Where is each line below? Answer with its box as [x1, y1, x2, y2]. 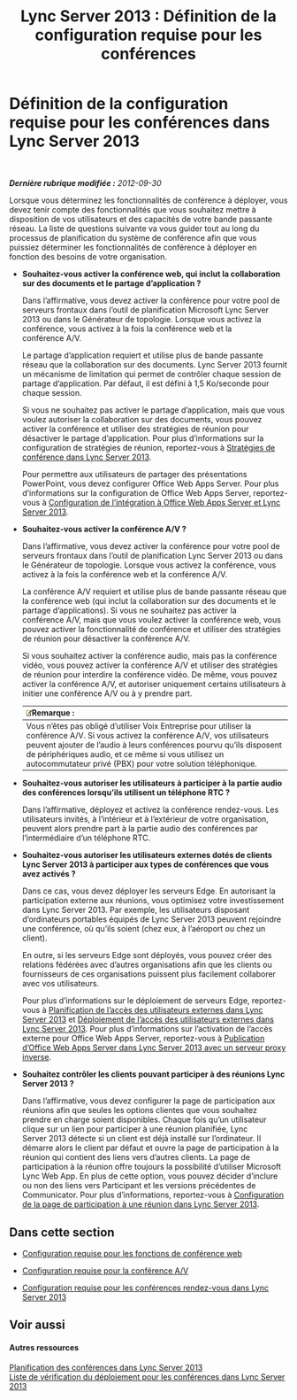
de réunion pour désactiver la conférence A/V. [21, 633, 191, 644]
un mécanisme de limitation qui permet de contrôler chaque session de [21, 368, 281, 379]
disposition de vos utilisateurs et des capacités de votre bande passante [9, 213, 273, 224]
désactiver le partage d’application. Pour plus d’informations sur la [21, 432, 264, 444]
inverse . [21, 1052, 51, 1063]
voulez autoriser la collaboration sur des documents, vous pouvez [21, 414, 263, 424]
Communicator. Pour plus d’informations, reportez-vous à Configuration [21, 1189, 285, 1201]
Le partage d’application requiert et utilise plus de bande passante [21, 350, 263, 360]
